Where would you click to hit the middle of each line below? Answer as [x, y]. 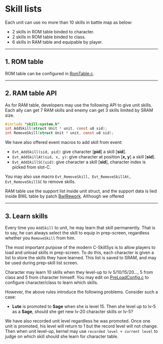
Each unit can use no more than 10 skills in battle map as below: [69, 22]
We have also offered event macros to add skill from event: [64, 142]
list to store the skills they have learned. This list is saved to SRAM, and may [81, 258]
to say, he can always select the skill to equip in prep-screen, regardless [77, 233]
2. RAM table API [31, 93]
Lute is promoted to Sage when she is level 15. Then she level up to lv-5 [84, 306]
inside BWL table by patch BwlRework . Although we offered [65, 196]
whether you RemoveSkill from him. [40, 238]
